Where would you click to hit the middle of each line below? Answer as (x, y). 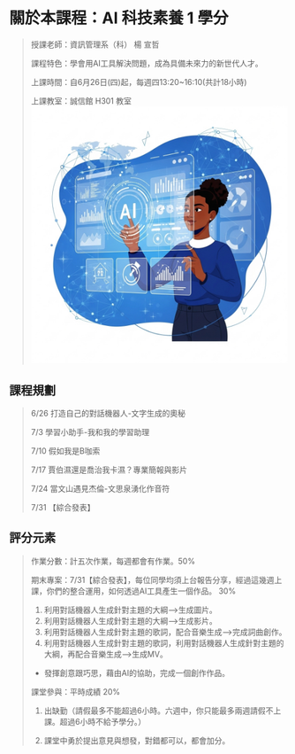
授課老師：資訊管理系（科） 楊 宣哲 (95, 44)
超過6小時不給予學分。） (103, 721)
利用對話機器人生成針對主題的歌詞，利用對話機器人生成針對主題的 (164, 642)
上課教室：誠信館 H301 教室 (81, 101)
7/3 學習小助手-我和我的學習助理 (90, 431)
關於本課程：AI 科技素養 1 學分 (119, 18)
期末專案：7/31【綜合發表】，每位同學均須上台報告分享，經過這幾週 (153, 579)
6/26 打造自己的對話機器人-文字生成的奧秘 (108, 413)
